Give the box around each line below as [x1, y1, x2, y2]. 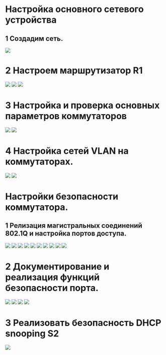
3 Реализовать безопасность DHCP [5, 317, 161, 328]
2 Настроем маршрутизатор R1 [5, 65, 143, 76]
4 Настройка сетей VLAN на [5, 145, 129, 157]
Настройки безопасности [5, 191, 119, 202]
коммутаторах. [5, 156, 73, 167]
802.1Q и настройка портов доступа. [5, 229, 127, 238]
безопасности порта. [5, 283, 99, 294]
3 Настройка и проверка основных [5, 100, 160, 111]
